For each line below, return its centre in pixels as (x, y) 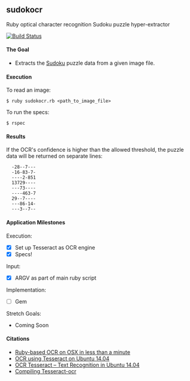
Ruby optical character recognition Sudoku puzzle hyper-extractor (88, 24)
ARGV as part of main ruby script (56, 278)
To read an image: (28, 90)
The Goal (18, 50)
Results (16, 136)
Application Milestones (36, 223)
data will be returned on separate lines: (55, 156)
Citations (18, 339)
